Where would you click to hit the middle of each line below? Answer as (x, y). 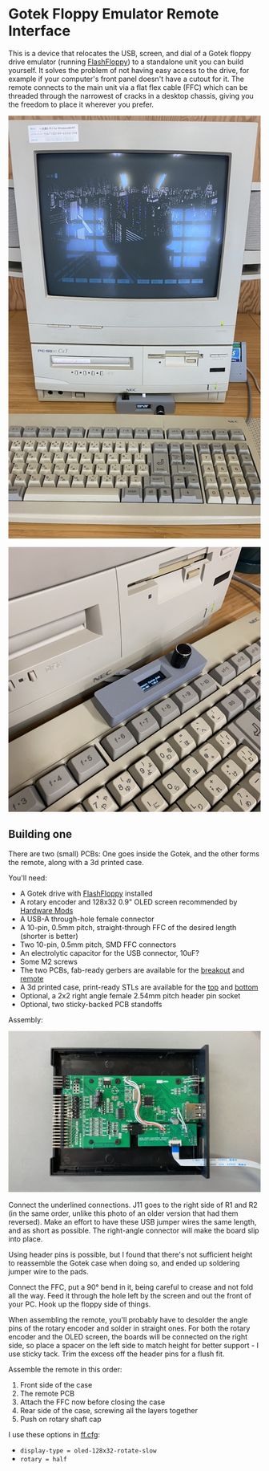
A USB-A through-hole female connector (87, 919)
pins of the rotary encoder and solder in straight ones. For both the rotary (129, 1328)
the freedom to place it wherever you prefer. (81, 104)
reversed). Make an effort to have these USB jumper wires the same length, (132, 1222)
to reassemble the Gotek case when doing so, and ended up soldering (124, 1263)
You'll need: (28, 878)
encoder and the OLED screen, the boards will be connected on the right (128, 1337)
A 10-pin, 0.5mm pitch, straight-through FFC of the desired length (128, 927)
